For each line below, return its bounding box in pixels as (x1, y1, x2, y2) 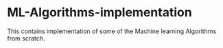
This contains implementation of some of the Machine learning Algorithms (7, 27, 217, 35)
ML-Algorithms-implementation (7, 5, 192, 20)
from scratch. (7, 34, 46, 42)
